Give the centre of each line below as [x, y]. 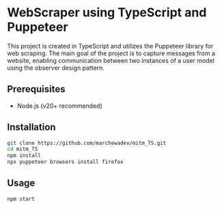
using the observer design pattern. [56, 68]
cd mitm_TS [23, 149]
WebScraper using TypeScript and [107, 13]
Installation [31, 127]
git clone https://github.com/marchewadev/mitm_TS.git [87, 143]
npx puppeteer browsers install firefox [66, 162]
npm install [24, 156]
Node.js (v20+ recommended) [59, 106]
